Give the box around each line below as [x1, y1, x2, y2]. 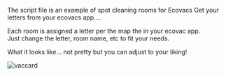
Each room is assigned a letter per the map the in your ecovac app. [7, 27, 201, 35]
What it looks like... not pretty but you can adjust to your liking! [7, 48, 188, 56]
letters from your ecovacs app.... [7, 13, 101, 22]
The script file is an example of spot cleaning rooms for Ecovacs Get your [7, 6, 219, 14]
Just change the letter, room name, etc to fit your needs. [7, 34, 170, 43]
